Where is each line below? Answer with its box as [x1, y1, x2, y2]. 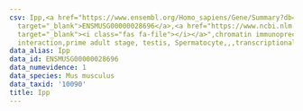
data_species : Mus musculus [9, 72, 115, 81]
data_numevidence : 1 [9, 64, 87, 73]
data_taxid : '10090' [9, 80, 87, 89]
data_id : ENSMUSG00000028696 [9, 55, 119, 64]
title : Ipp [9, 88, 50, 97]
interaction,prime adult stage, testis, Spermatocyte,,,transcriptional [17, 38, 297, 47]
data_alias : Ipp [9, 47, 70, 55]
